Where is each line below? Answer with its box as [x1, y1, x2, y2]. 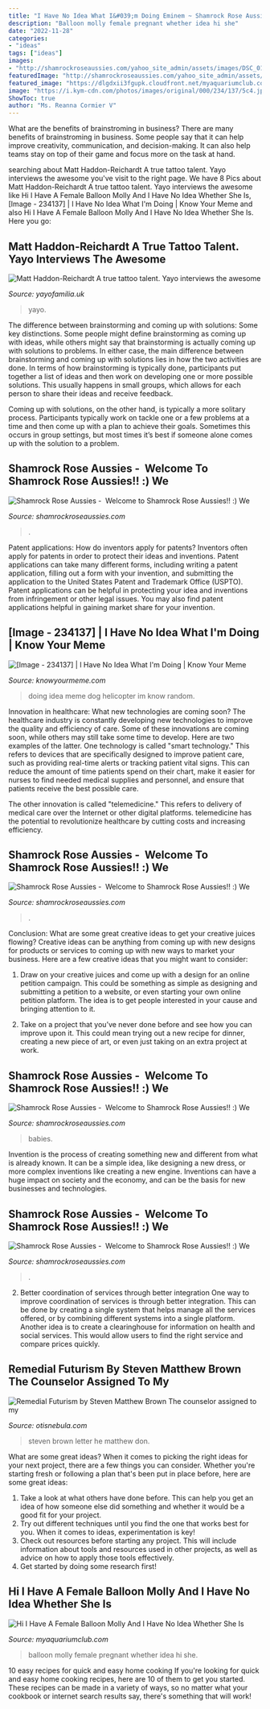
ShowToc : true [8, 94, 56, 102]
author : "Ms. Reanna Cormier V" [8, 101, 117, 109]
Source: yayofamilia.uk [8, 289, 85, 299]
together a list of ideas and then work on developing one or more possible [8, 371, 253, 381]
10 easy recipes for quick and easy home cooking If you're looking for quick [8, 1666, 260, 1675]
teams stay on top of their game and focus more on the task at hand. [8, 150, 235, 159]
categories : [8, 34, 48, 43]
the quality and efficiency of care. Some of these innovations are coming [8, 724, 249, 733]
